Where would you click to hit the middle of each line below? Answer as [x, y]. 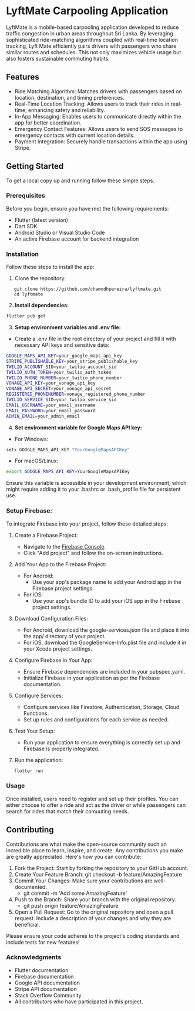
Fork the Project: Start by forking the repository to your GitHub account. [101, 868]
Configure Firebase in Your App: [53, 660]
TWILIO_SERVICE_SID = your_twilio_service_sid [61, 400]
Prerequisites [26, 196]
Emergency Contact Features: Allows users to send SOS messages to [99, 129]
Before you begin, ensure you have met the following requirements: [88, 208]
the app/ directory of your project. [64, 636]
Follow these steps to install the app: [50, 267]
